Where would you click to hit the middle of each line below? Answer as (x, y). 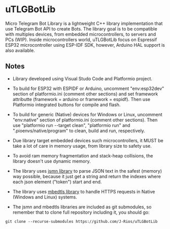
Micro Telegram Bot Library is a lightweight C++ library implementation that (84, 23)
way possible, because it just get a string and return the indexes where (87, 176)
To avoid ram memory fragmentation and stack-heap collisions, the (83, 155)
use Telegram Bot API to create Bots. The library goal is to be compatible (81, 28)
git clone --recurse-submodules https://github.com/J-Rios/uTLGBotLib (81, 221)
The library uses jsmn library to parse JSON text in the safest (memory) (87, 171)
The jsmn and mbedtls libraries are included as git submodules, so (82, 207)
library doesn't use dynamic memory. (52, 161)
